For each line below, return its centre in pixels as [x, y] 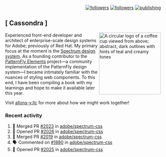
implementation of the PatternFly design [46, 66]
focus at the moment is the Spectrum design [50, 51]
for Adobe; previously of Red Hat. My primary [51, 46]
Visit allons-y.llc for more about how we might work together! [67, 103]
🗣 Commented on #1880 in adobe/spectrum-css [62, 142]
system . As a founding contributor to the [46, 56]
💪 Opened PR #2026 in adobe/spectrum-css [58, 132]
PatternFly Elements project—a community [49, 61]
